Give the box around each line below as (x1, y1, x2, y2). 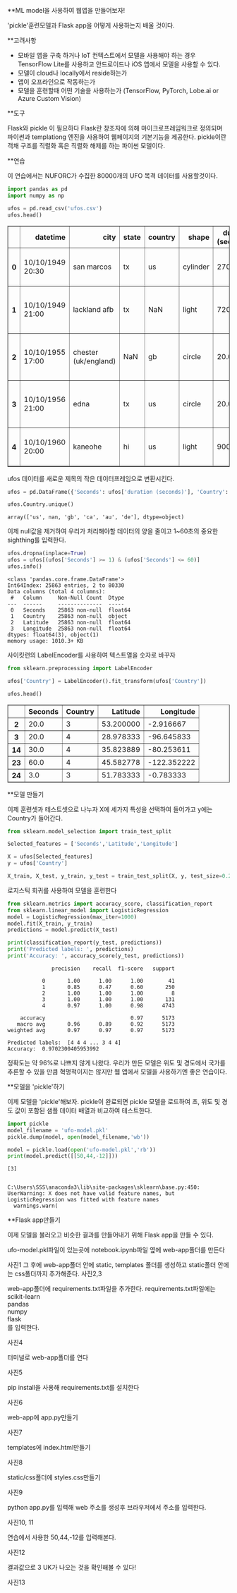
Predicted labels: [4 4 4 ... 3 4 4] (7, 1039, 121, 1046)
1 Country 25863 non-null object (10, 612, 128, 619)
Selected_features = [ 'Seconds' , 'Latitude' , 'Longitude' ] (7, 840, 178, 848)
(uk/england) (73, 356, 116, 365)
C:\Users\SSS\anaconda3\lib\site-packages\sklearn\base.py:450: (7, 1184, 200, 1191)
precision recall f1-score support (51, 965, 175, 972)
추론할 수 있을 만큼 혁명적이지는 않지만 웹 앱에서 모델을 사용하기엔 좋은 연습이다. (7, 1067, 228, 1076)
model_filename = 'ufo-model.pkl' (7, 1127, 109, 1134)
